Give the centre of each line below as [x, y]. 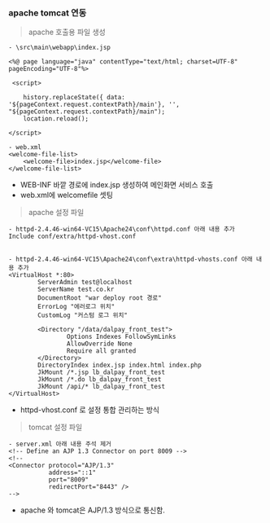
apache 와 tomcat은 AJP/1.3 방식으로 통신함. [92, 510]
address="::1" [72, 473]
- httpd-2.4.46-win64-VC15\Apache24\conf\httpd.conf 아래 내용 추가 [122, 230]
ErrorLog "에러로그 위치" [76, 307]
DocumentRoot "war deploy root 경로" [100, 298]
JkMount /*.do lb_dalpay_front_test [100, 380]
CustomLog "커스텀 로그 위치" [83, 315]
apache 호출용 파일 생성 [67, 32]
